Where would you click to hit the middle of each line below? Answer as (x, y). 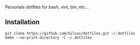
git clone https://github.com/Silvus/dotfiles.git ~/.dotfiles (70, 33)
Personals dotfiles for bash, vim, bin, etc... (47, 7)
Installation (22, 22)
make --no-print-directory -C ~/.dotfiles (48, 37)
